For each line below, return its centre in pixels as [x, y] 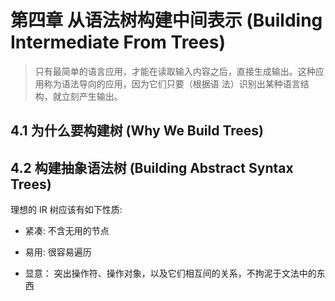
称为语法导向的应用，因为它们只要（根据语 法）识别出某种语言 [172, 83]
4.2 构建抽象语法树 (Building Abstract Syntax [152, 167]
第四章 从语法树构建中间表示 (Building [166, 20]
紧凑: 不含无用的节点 [67, 231]
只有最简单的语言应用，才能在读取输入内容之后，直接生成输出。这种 [175, 71]
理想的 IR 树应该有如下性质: [66, 210]
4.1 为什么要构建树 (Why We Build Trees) [137, 131]
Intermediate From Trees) [118, 42]
